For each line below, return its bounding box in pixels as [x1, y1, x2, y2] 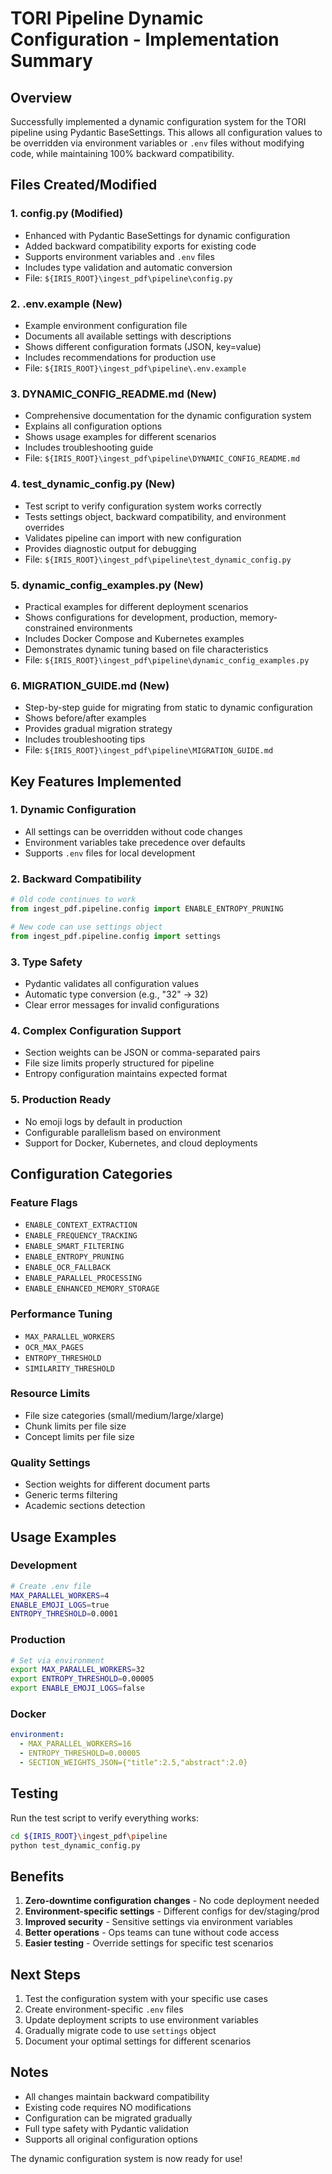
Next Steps [10, 1966, 81, 1983]
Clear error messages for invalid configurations [24, 998, 220, 1011]
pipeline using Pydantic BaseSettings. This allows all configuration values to [10, 127, 323, 138]
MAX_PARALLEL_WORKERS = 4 [10, 1590, 110, 1601]
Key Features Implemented [10, 773, 182, 790]
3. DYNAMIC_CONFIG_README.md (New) [10, 387, 217, 401]
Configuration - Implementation [10, 28, 280, 51]
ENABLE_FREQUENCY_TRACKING [24, 1231, 138, 1241]
